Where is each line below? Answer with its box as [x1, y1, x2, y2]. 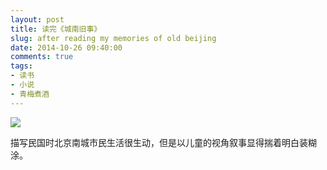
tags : [10, 61, 33, 71]
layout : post [10, 14, 65, 25]
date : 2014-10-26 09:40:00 [10, 42, 123, 53]
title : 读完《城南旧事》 [10, 24, 102, 34]
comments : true [10, 52, 74, 62]
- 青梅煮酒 [10, 89, 50, 99]
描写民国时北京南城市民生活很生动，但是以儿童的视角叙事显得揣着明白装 [10, 136, 308, 148]
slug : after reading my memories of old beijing [10, 33, 217, 43]
